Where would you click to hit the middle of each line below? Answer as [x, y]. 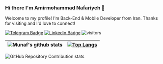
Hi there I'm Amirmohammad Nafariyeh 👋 [55, 8]
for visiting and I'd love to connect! [40, 23]
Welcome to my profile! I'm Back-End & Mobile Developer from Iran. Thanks [81, 18]
